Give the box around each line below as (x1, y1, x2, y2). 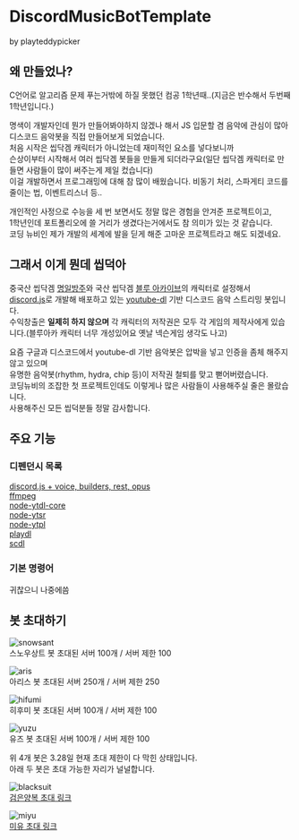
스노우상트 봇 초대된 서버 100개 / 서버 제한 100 (9, 647, 172, 659)
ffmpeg (9, 491, 37, 501)
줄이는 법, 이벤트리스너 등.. (9, 186, 103, 198)
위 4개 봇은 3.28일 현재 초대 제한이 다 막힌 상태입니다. (9, 752, 198, 763)
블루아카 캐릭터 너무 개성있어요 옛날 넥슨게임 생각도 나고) (28, 327, 228, 338)
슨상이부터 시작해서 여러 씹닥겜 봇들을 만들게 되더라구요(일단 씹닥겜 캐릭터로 (9, 153, 276, 164)
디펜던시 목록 (9, 459, 63, 472)
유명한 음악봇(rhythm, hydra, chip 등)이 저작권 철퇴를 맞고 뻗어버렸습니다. (9, 369, 269, 380)
